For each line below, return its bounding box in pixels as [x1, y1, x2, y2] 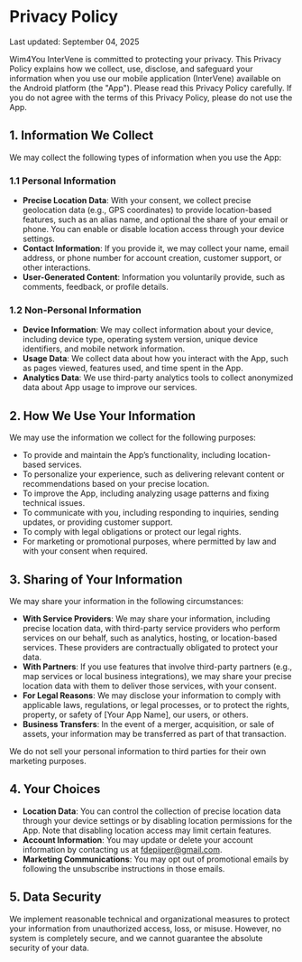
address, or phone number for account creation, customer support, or [22, 253, 282, 264]
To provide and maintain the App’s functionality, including [22, 450, 236, 461]
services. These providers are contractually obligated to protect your [22, 641, 279, 652]
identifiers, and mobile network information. [22, 343, 186, 354]
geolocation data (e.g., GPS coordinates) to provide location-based [22, 205, 272, 216]
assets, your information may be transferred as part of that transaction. [22, 728, 287, 739]
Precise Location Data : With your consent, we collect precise [22, 195, 252, 206]
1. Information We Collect [9, 128, 154, 144]
